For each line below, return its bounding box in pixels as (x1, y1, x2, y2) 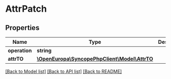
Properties (5, 23, 40, 32)
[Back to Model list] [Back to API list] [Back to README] (5, 68, 122, 74)
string (36, 47, 52, 54)
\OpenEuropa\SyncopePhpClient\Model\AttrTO (36, 56, 154, 62)
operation (8, 47, 32, 54)
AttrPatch (5, 3, 47, 15)
